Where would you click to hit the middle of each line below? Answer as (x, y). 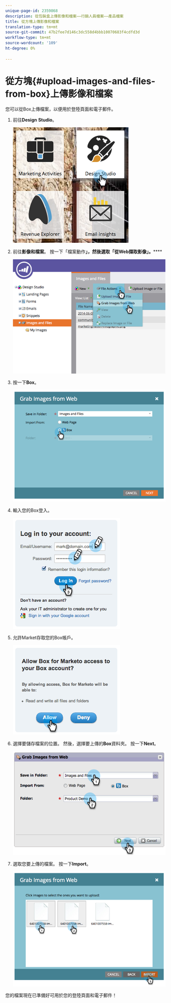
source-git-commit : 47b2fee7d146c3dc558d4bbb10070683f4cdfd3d (73, 32)
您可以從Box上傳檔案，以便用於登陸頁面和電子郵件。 (61, 109)
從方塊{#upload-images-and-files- (80, 81)
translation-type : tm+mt (32, 27)
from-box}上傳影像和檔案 (59, 94)
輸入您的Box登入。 (32, 510)
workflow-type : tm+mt (28, 38)
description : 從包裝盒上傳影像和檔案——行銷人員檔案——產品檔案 (64, 16)
